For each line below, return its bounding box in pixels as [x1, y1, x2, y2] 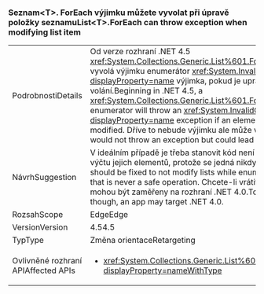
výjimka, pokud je [176, 75, 241, 86]
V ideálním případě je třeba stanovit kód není [90, 147, 255, 158]
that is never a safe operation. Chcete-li [90, 177, 237, 188]
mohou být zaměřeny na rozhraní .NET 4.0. [90, 186, 249, 197]
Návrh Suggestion [12, 172, 77, 183]
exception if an [176, 115, 231, 126]
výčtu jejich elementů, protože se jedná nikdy [90, 157, 257, 168]
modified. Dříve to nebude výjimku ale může [90, 125, 252, 136]
